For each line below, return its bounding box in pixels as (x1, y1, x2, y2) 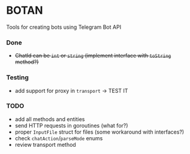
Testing (6, 73, 29, 81)
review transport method (14, 141, 76, 148)
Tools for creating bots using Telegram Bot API (6, 23, 122, 31)
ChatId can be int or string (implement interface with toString (14, 52, 171, 59)
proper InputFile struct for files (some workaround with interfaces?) (14, 128, 185, 135)
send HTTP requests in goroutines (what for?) (14, 122, 128, 129)
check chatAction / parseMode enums (14, 134, 103, 141)
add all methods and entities (14, 115, 85, 123)
